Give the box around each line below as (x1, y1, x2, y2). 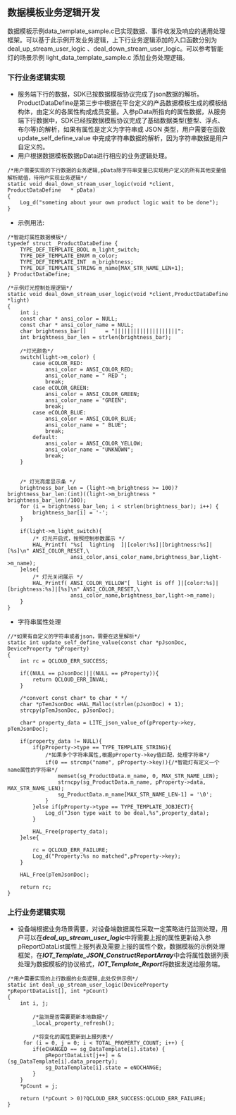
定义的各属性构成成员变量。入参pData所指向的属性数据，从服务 (42, 108, 227, 116)
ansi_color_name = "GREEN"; (44, 397, 128, 404)
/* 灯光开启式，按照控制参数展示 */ (32, 535, 125, 543)
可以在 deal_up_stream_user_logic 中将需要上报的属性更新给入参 (23, 933, 211, 942)
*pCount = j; (20, 1083, 58, 1090)
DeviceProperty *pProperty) (7, 646, 90, 653)
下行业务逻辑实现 (7, 73, 66, 82)
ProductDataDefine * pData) (7, 187, 97, 194)
